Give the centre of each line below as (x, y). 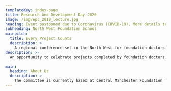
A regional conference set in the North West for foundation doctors (90, 48)
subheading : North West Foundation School (51, 29)
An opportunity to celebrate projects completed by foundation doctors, (89, 57)
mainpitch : (17, 34)
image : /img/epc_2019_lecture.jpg (42, 19)
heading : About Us (30, 71)
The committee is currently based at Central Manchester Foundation (89, 81)
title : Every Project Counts (41, 39)
